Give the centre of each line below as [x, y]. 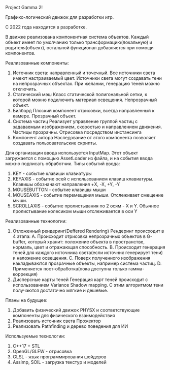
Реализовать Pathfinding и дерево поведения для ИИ [70, 326]
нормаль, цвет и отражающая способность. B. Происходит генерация [89, 247]
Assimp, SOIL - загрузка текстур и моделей [59, 362]
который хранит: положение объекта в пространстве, [86, 242]
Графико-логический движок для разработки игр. [60, 17]
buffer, [20, 242]
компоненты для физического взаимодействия [64, 315]
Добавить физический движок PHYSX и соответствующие [76, 310]
